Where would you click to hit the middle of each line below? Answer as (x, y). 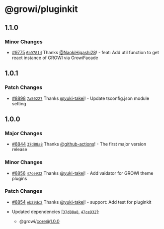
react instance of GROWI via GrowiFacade (55, 58)
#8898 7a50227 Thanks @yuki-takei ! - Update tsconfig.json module (81, 98)
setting (19, 103)
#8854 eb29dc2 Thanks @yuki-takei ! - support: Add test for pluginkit (82, 202)
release (20, 150)
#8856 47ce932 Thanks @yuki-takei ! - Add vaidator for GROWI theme (82, 173)
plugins (19, 178)
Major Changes (24, 133)
